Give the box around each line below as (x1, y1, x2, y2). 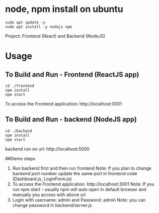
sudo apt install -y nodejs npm (5, 24, 72, 29)
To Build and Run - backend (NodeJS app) (5, 115, 137, 124)
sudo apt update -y (5, 20, 46, 25)
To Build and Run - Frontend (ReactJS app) (5, 70, 139, 79)
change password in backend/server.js (12, 202, 92, 208)
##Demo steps (5, 155, 36, 161)
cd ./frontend (5, 83, 35, 88)
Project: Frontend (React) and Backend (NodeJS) (5, 33, 105, 39)
